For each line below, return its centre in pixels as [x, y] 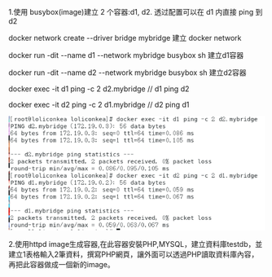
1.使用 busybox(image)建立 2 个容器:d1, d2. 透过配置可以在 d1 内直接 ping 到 [136, 12]
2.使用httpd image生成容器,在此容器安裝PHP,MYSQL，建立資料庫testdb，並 [136, 244]
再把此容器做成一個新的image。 [62, 265]
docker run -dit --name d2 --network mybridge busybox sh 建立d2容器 [127, 73]
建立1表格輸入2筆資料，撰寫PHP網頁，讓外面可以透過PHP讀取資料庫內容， [134, 254]
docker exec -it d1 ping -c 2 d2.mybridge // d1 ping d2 [99, 89]
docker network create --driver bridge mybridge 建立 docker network [125, 38]
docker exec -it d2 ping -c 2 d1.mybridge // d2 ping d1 [99, 105]
